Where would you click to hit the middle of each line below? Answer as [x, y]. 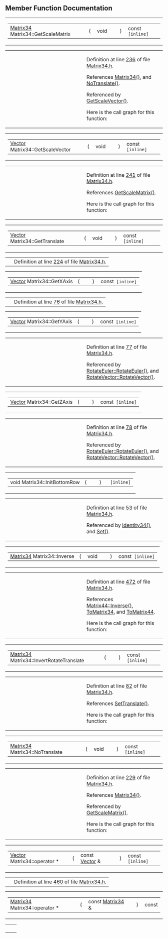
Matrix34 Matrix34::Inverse [42, 556]
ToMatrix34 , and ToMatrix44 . [121, 612]
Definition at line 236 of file [119, 59]
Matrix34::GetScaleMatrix [40, 34]
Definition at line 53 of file [117, 508]
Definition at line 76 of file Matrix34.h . [59, 302]
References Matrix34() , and [119, 77]
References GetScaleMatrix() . [121, 192]
